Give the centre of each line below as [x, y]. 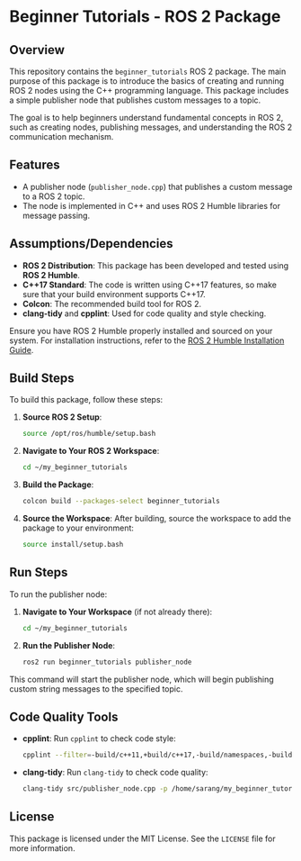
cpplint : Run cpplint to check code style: [99, 739]
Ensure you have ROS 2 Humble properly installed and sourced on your [141, 331]
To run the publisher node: [58, 594]
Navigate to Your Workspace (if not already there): [117, 612]
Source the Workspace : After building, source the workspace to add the [157, 519]
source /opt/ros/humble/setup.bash [89, 434]
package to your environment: [78, 528]
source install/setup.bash [73, 545]
